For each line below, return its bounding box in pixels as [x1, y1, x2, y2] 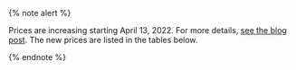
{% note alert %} [8, 8, 72, 18]
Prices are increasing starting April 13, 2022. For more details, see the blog [8, 25, 287, 35]
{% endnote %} [8, 52, 67, 62]
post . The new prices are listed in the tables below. [8, 35, 198, 45]
